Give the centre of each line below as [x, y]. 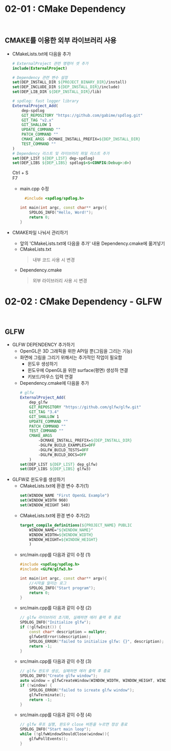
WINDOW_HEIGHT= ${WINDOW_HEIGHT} [64, 539]
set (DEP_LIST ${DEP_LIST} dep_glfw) [59, 464]
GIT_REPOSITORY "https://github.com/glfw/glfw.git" [85, 407]
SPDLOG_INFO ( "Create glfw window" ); [59, 676]
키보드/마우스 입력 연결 [50, 377]
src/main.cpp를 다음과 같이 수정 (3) [56, 661]
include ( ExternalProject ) [40, 68]
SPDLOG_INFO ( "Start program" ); [62, 588]
